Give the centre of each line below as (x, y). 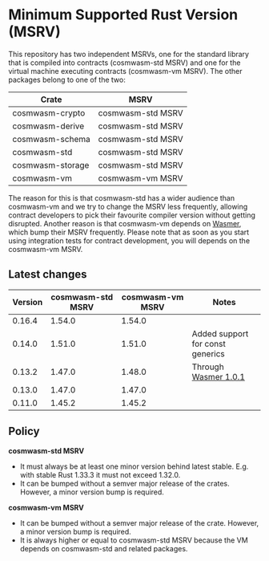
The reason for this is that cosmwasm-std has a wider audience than (121, 197)
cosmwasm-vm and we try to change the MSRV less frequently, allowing (128, 206)
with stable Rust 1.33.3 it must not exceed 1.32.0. (100, 474)
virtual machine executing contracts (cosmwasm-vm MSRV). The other (125, 71)
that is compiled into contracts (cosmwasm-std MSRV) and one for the (124, 63)
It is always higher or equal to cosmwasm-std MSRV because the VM (134, 540)
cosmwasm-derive (48, 126)
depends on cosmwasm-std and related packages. (104, 548)
